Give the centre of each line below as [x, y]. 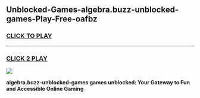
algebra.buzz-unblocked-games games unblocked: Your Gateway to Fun [98, 82]
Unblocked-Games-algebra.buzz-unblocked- [93, 10]
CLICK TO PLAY [29, 36]
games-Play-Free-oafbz [52, 19]
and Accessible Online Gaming [45, 88]
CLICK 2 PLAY [27, 58]
